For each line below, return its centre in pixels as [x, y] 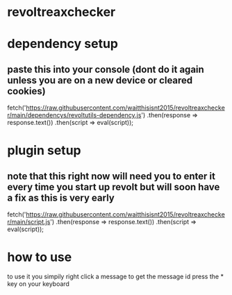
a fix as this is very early [61, 197]
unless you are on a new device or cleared [100, 80]
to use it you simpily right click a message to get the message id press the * [116, 277]
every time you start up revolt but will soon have [114, 187]
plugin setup [44, 151]
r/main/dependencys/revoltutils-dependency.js [74, 115]
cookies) [27, 91]
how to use [40, 257]
